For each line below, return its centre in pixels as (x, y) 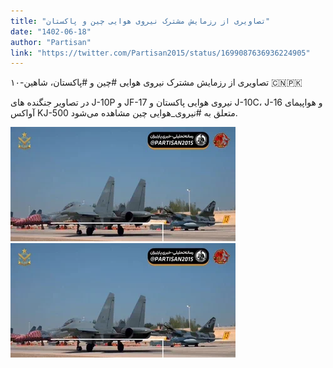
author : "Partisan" (51, 42)
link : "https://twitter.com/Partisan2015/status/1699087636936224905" (160, 53)
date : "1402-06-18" (51, 31)
